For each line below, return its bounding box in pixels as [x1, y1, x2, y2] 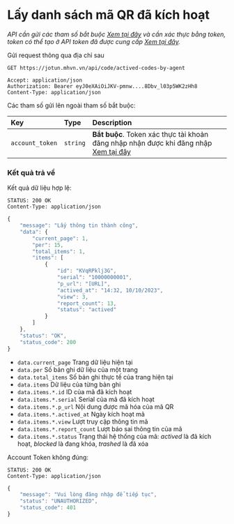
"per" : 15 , [32, 241, 64, 248]
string [63, 139, 86, 147]
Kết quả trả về [7, 167, 56, 177]
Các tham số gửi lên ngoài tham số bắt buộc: [7, 101, 136, 110]
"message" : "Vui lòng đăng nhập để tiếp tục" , [19, 491, 157, 498]
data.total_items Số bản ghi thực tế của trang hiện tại [17, 373, 174, 381]
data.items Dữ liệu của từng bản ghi [17, 380, 121, 389]
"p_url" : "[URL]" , [56, 280, 111, 287]
